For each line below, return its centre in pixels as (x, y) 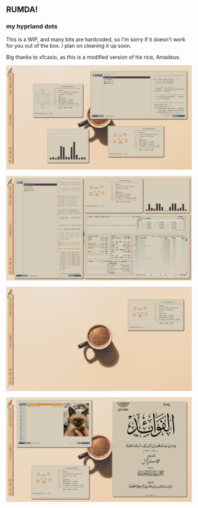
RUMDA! (22, 10)
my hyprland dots (32, 27)
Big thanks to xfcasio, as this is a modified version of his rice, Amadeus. (93, 57)
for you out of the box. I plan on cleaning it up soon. (69, 45)
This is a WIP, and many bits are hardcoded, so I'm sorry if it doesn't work (96, 39)
